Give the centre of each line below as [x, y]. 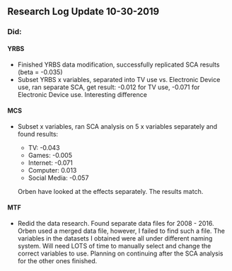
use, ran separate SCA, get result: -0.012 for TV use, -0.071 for [109, 87]
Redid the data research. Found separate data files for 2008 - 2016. [116, 223]
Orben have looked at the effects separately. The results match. [110, 191]
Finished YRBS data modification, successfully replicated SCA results [118, 64]
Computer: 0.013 [52, 170]
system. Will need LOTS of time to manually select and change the [114, 246]
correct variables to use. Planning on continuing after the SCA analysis [120, 253]
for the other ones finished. [57, 260]
